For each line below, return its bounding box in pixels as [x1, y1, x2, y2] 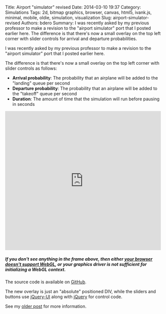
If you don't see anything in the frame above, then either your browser [5, 256, 153, 262]
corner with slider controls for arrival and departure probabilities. [5, 36, 137, 42]
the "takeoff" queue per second [12, 91, 78, 96]
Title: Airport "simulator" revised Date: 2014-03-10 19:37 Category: [5, 4, 141, 10]
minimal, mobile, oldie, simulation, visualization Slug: [5, 15, 112, 20]
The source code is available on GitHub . [5, 279, 86, 285]
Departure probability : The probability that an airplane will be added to [12, 86, 158, 91]
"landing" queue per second [12, 80, 70, 86]
